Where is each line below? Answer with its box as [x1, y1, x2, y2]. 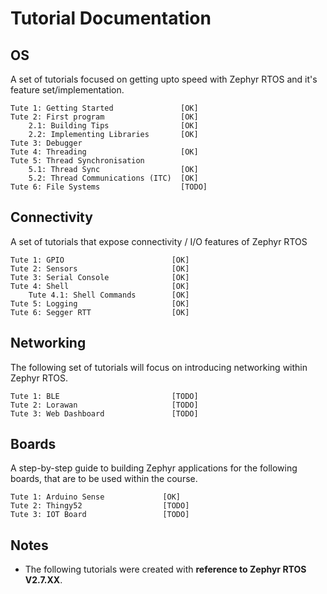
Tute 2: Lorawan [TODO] [10, 400, 199, 410]
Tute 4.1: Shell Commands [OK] [28, 290, 190, 300]
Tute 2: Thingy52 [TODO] [10, 501, 190, 511]
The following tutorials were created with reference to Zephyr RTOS [24, 563, 307, 576]
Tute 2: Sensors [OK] [10, 263, 190, 274]
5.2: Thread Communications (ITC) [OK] [28, 173, 199, 183]
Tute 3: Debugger [10, 138, 83, 148]
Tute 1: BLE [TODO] [10, 391, 199, 401]
